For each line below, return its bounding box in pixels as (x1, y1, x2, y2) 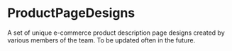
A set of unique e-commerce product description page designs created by (7, 28, 225, 37)
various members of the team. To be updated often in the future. (7, 35, 196, 44)
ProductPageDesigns (7, 5, 136, 21)
